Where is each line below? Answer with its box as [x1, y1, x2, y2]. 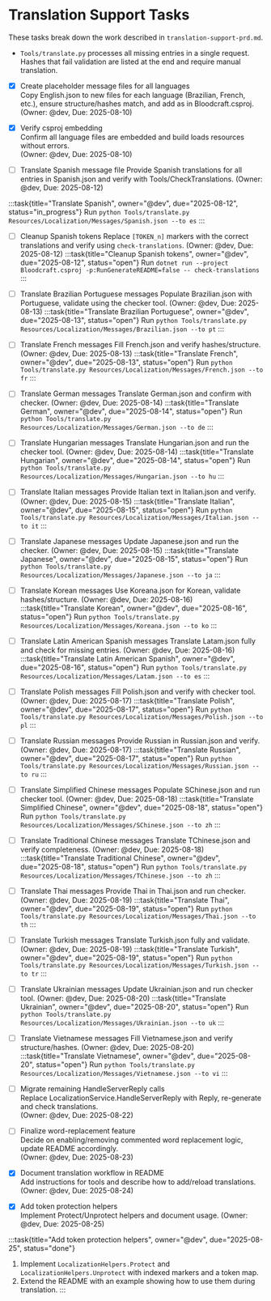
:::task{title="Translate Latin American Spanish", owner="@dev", [19, 653, 235, 663]
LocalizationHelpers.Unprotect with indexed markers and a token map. [19, 1268, 259, 1278]
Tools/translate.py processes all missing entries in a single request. [19, 48, 250, 57]
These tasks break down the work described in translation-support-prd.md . [8, 32, 264, 42]
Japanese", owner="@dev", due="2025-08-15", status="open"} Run [19, 554, 248, 563]
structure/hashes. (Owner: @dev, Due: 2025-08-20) [19, 1043, 195, 1052]
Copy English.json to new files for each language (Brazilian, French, [19, 91, 246, 100]
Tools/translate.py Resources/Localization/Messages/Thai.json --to [19, 912, 256, 920]
